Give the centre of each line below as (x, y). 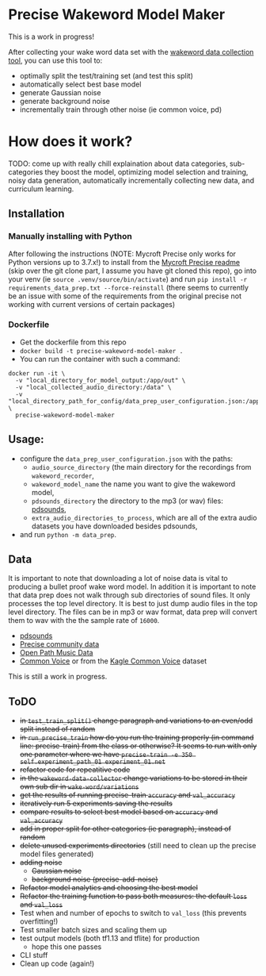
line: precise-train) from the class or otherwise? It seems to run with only (138, 746)
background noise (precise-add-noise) (95, 879)
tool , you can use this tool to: (55, 60)
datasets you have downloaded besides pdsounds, (114, 526)
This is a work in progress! (51, 37)
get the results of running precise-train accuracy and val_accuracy (127, 795)
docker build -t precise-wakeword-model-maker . (101, 351)
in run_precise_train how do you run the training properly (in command (137, 738)
